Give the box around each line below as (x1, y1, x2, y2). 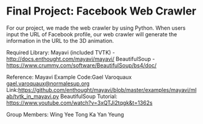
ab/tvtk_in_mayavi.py (6, 93, 59, 100)
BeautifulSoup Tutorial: (60, 93, 118, 100)
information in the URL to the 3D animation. (6, 37, 114, 44)
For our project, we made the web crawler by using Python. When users (6, 24, 186, 31)
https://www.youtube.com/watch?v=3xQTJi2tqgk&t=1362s (6, 99, 153, 106)
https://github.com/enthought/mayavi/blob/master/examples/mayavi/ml (18, 86, 197, 93)
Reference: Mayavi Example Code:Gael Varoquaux (6, 73, 132, 80)
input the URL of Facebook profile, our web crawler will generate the (6, 30, 178, 38)
